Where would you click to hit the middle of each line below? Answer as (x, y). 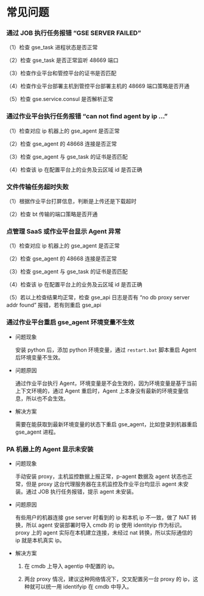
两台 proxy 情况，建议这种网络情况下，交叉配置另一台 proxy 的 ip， (108, 579)
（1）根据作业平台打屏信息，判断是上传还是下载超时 (72, 201)
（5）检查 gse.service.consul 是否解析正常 (60, 99)
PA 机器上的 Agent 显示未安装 (50, 449)
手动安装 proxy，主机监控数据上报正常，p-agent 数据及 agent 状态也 (101, 476)
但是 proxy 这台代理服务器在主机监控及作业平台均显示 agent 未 (105, 483)
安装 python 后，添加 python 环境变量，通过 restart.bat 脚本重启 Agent (106, 350)
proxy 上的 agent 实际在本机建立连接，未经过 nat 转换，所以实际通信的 (104, 532)
